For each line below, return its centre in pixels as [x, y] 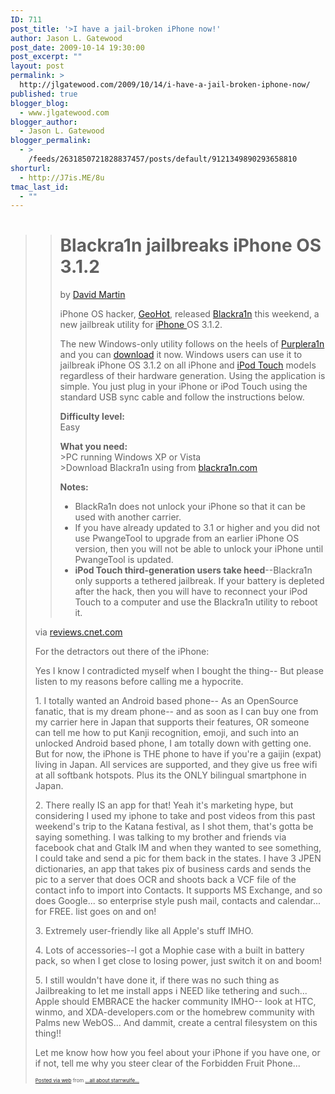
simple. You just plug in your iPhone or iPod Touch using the [183, 387]
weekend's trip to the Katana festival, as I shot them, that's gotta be [174, 827]
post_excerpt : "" [46, 57]
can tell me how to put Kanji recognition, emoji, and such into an [167, 733]
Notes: [74, 487]
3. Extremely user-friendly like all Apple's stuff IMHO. [144, 931]
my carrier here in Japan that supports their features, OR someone [172, 722]
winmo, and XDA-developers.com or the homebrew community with [174, 1012]
